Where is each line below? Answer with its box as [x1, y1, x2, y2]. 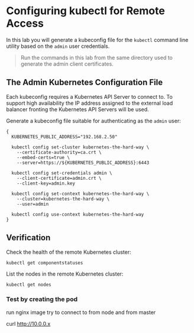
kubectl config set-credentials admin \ [11, 170, 112, 176]
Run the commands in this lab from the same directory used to [20, 54, 173, 61]
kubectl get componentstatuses [6, 260, 83, 266]
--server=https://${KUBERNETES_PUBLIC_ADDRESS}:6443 [17, 160, 150, 166]
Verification [6, 232, 51, 243]
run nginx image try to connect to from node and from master [6, 309, 156, 316]
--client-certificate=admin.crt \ [17, 175, 102, 181]
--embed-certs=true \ [17, 154, 70, 160]
